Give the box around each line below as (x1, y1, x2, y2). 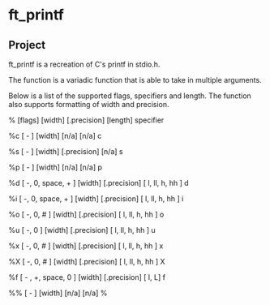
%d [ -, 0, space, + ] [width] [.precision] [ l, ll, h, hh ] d (8, 178, 189, 187)
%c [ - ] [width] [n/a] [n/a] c (8, 131, 102, 140)
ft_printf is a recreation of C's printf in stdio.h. (8, 59, 161, 69)
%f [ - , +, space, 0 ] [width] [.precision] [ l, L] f (8, 273, 166, 281)
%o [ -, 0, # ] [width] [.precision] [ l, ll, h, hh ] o (8, 209, 165, 219)
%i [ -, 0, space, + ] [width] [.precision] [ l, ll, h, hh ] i (8, 194, 184, 204)
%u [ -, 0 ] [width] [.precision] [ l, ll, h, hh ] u (8, 226, 156, 234)
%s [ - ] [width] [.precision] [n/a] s (8, 147, 123, 156)
